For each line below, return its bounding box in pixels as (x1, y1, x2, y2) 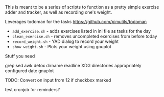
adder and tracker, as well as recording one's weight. (5, 9, 112, 15)
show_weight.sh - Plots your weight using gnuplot (12, 44, 112, 49)
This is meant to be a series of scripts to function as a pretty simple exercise (5, 4, 159, 10)
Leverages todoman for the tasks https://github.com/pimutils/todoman (5, 19, 147, 24)
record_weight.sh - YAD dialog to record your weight (12, 39, 119, 44)
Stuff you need (5, 53, 35, 59)
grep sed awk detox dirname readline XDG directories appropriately (5, 63, 141, 68)
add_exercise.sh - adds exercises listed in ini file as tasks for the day (12, 28, 151, 34)
